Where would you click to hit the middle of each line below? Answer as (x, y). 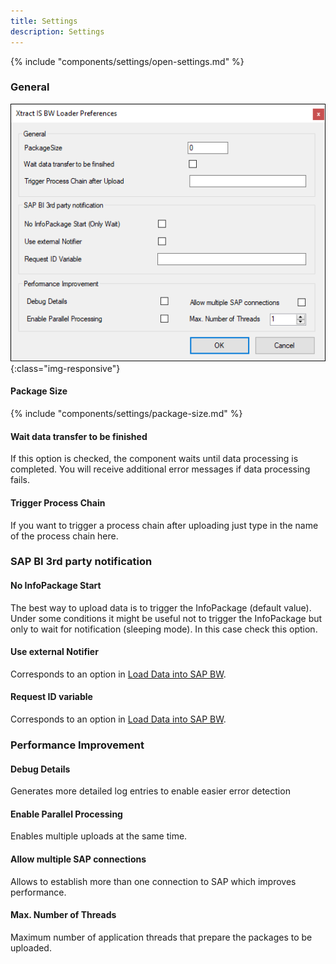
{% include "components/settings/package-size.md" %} (126, 414)
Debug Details (40, 769)
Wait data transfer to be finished (79, 436)
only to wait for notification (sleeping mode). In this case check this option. (164, 629)
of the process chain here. (64, 536)
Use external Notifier (54, 652)
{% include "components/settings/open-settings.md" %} (127, 61)
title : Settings (44, 21)
